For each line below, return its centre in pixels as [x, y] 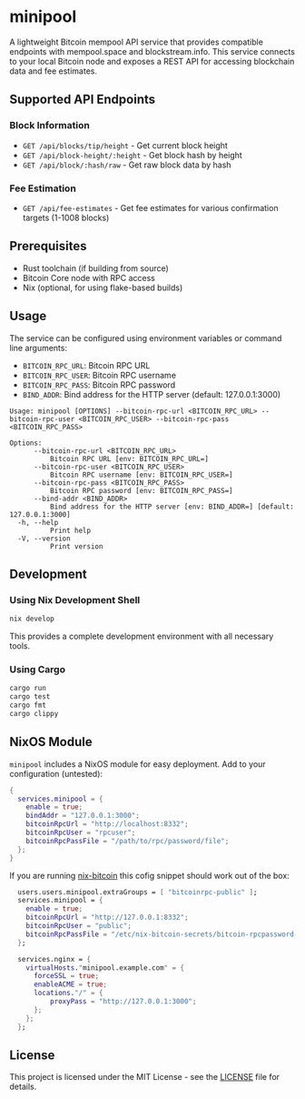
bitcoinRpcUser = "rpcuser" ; [81, 833]
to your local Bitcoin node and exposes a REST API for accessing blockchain [152, 61]
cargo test [30, 697]
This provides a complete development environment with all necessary [142, 636]
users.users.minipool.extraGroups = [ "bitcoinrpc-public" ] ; [138, 892]
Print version [76, 546]
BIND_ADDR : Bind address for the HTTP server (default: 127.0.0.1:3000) [152, 394]
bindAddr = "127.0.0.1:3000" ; [83, 816]
